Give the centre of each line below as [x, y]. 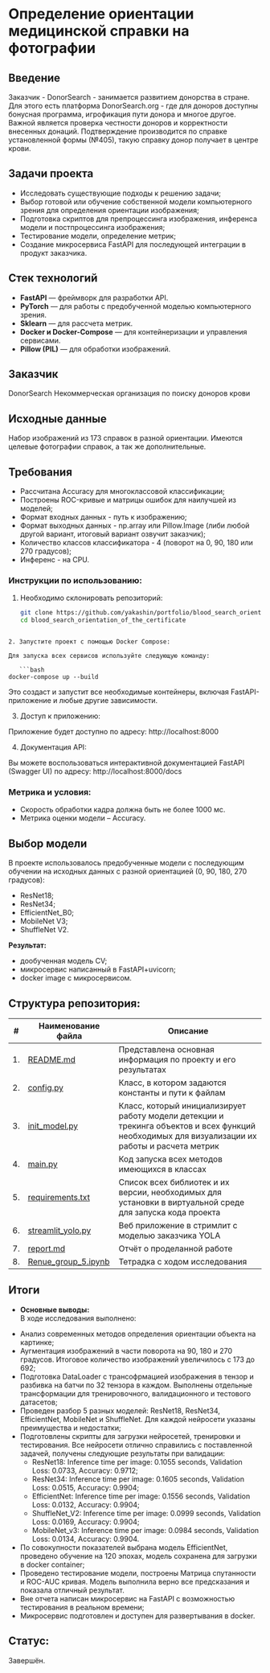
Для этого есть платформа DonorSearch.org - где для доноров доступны [133, 106]
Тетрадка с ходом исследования [183, 1262]
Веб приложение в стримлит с [178, 1226]
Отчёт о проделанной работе [176, 1249]
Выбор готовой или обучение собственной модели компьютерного [136, 201]
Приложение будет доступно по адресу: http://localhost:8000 [114, 732]
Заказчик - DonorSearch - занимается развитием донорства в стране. [129, 97]
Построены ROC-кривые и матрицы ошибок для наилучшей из [128, 500]
